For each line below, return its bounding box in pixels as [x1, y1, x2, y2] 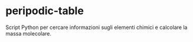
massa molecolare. [5, 30, 51, 37]
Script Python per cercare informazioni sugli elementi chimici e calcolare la [5, 24, 188, 31]
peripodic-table [5, 4, 84, 18]
